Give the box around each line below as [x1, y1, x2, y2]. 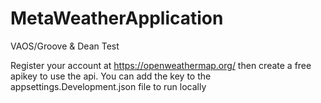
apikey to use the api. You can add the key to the [10, 70, 212, 82]
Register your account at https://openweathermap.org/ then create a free [10, 59, 312, 71]
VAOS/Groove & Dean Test [10, 40, 120, 52]
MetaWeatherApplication [10, 7, 224, 30]
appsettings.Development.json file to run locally [10, 80, 207, 92]
